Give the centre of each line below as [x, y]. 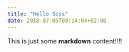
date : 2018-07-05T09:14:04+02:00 [57, 21]
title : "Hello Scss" [38, 14]
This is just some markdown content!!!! [65, 41]
